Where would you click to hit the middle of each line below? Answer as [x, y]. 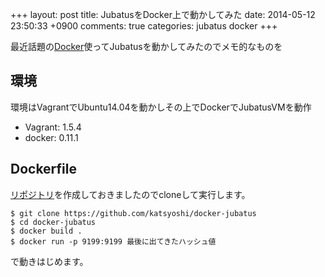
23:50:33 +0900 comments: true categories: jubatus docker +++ [144, 26]
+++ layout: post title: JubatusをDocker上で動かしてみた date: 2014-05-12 [163, 14]
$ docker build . [46, 231]
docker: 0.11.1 [51, 137]
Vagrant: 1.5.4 [53, 127]
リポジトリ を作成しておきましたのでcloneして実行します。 [130, 194]
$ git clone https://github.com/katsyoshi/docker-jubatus [133, 213]
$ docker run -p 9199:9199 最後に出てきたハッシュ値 [113, 241]
